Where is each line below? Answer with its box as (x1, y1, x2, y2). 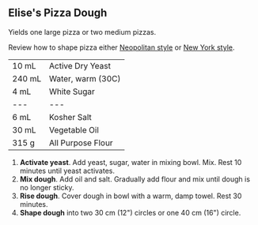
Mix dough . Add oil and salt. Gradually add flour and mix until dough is (19, 174, 251, 184)
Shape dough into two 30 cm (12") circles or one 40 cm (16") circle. (19, 208, 241, 217)
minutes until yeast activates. (19, 166, 115, 175)
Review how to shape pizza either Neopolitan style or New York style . (8, 43, 235, 52)
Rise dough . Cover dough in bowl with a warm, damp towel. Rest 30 (19, 191, 242, 201)
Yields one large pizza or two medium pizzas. (8, 27, 157, 36)
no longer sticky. (19, 182, 74, 192)
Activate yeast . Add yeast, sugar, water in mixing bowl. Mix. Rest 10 (19, 157, 242, 167)
